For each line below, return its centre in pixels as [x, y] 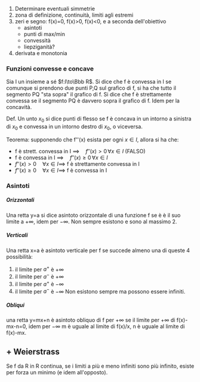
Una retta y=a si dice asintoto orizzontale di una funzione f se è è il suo [93, 215]
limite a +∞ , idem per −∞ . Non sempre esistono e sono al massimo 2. [92, 222]
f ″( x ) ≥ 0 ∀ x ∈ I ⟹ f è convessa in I [61, 170]
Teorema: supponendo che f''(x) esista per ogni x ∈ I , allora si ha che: [93, 140]
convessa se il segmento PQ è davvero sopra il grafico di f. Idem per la [93, 101]
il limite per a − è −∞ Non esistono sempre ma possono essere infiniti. [100, 291]
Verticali [17, 235]
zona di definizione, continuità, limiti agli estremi [74, 15]
